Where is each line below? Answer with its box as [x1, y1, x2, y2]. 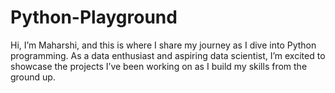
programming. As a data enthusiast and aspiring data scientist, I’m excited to [10, 49, 326, 61]
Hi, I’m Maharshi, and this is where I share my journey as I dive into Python [10, 39, 317, 51]
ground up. [10, 71, 56, 83]
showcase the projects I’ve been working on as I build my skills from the [10, 60, 308, 72]
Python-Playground [10, 6, 178, 29]
